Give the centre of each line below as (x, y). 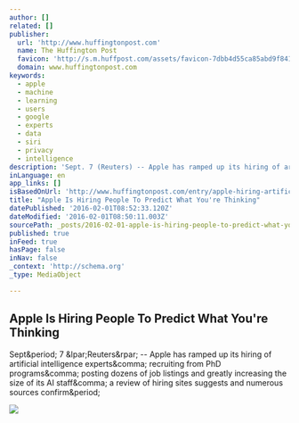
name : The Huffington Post (67, 51)
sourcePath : (31, 225)
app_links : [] (36, 184)
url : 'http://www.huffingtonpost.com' (89, 42)
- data (29, 134)
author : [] (29, 17)
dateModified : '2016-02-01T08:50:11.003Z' (89, 216)
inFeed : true (33, 242)
